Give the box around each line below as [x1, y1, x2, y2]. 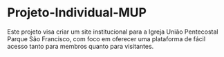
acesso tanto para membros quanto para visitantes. [7, 42, 154, 50]
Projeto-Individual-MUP [7, 5, 147, 21]
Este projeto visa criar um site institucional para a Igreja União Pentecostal [7, 27, 218, 36]
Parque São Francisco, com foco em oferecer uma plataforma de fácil [7, 34, 206, 43]
